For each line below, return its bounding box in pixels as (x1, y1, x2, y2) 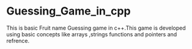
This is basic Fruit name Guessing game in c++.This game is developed (6, 24, 186, 31)
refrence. (6, 37, 30, 44)
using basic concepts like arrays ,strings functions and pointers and (6, 30, 177, 38)
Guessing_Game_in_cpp (6, 4, 131, 18)
